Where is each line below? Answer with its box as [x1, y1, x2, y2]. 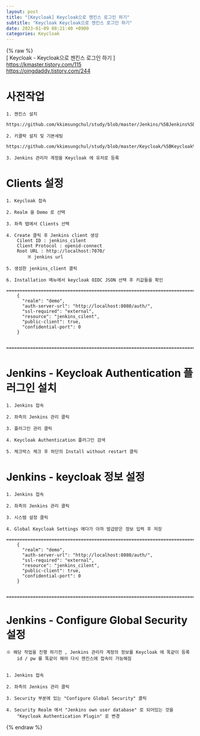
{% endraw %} [6, 723, 43, 731]
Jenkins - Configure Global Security [6, 614, 188, 627]
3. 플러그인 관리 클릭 [6, 425, 52, 432]
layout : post [6, 8, 39, 15]
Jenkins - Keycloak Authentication [6, 367, 182, 380]
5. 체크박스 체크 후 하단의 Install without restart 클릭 [6, 448, 138, 454]
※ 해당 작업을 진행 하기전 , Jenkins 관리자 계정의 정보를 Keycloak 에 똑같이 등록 [6, 649, 190, 655]
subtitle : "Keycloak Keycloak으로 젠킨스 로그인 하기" [6, 20, 133, 26]
